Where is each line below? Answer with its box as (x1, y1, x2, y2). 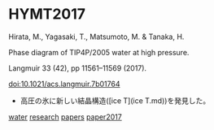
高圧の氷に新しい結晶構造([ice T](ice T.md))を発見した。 (20, 95, 210, 106)
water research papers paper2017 (8, 111, 122, 122)
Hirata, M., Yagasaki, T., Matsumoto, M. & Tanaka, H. (8, 32, 185, 41)
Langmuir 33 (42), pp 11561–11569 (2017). (8, 63, 147, 73)
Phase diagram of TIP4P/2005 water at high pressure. (8, 47, 190, 57)
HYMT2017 (8, 5, 86, 24)
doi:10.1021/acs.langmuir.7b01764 (8, 79, 120, 89)
